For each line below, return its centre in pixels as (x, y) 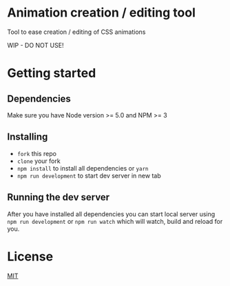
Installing (28, 137)
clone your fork (39, 161)
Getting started (52, 73)
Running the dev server (59, 197)
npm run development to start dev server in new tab (89, 175)
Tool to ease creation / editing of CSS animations (76, 32)
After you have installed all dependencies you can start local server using (111, 214)
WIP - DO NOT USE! (35, 45)
